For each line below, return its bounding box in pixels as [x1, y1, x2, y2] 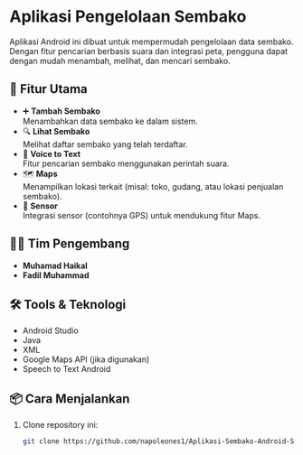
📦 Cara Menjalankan [9, 391, 130, 406]
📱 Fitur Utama [9, 81, 88, 97]
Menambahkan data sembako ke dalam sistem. [22, 116, 198, 126]
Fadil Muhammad [22, 269, 90, 281]
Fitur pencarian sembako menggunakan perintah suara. [22, 158, 230, 169]
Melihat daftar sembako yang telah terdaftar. [22, 138, 188, 150]
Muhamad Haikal [22, 260, 88, 271]
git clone [22, 437, 61, 446]
